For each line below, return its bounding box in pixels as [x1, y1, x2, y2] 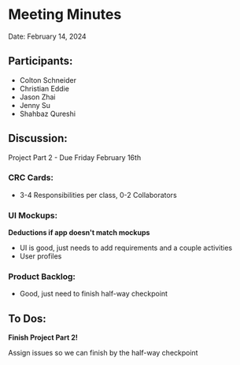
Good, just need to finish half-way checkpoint [19, 289, 168, 299]
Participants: [8, 54, 73, 68]
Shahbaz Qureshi [19, 109, 76, 118]
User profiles [19, 251, 62, 261]
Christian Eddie [19, 84, 69, 93]
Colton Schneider [19, 75, 77, 84]
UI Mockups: [8, 210, 57, 221]
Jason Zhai [19, 92, 56, 102]
